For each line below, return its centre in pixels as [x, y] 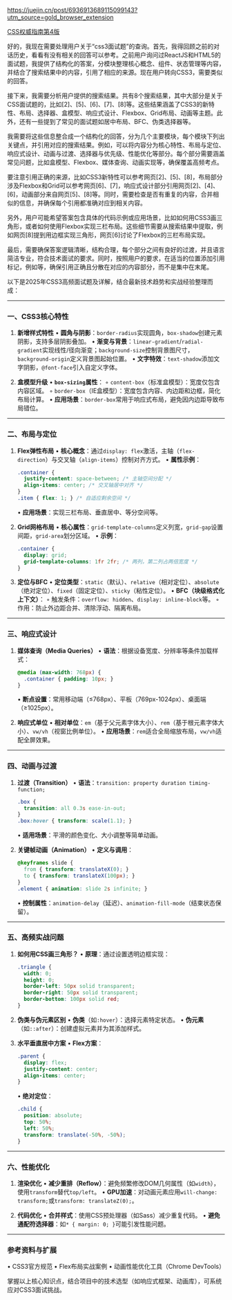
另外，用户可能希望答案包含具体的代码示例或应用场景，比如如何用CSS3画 [112, 218]
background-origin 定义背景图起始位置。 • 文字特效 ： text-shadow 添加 [115, 359]
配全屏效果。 [35, 740]
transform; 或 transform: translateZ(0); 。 [77, 1200]
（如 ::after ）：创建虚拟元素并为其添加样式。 [81, 1028]
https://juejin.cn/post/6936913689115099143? [72, 10]
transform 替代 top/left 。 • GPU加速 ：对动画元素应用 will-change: [123, 1192]
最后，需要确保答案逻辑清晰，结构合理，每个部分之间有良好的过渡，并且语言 [116, 250]
